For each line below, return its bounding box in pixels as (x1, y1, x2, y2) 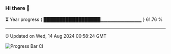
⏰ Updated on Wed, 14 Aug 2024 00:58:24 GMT (5, 33, 107, 39)
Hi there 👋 (5, 5, 31, 12)
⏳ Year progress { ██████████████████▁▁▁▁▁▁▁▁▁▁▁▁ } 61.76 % (5, 16, 163, 22)
